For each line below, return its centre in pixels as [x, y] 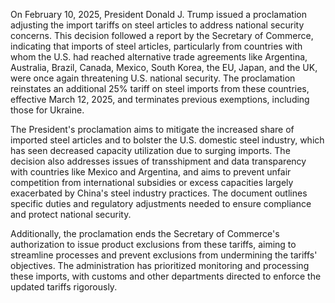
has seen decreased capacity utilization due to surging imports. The [150, 150]
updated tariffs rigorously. [64, 287]
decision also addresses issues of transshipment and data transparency [158, 161]
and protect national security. [71, 214]
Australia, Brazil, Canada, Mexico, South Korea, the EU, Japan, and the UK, [164, 67]
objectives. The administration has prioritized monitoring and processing [160, 265]
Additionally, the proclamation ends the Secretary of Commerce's [145, 233]
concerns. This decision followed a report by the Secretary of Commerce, [162, 35]
